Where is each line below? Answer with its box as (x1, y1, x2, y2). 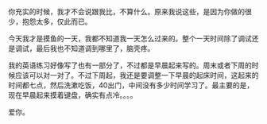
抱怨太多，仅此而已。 (21, 17, 92, 26)
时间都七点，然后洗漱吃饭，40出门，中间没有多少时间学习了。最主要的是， (8, 80, 254, 90)
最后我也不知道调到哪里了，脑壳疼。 (35, 44, 155, 53)
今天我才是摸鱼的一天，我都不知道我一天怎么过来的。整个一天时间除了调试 (8, 34, 252, 43)
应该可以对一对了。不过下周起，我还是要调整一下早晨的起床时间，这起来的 (14, 71, 259, 79)
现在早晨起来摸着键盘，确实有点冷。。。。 (8, 91, 137, 99)
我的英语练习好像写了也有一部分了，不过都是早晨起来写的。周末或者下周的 (8, 60, 252, 70)
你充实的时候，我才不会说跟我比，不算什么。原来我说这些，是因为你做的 (8, 7, 245, 16)
